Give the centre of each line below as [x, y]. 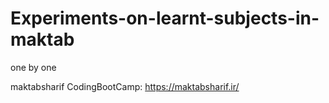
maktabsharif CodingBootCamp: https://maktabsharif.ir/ [125, 86]
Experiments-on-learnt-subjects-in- [165, 18]
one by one [33, 67]
